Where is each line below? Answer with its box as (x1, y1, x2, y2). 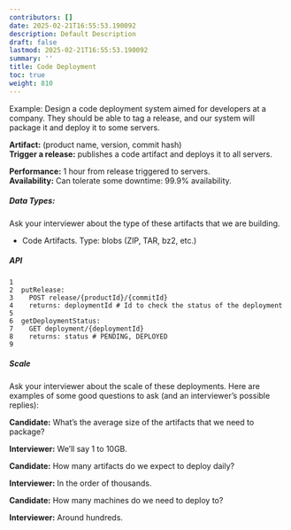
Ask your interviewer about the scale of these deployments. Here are (9, 380, 261, 391)
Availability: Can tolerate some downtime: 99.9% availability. (9, 175, 232, 186)
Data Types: (9, 196, 56, 207)
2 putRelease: (9, 285, 65, 294)
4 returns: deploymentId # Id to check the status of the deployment (9, 300, 283, 310)
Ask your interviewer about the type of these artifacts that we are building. (9, 218, 280, 229)
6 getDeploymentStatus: (9, 316, 101, 325)
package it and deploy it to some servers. (9, 121, 161, 133)
